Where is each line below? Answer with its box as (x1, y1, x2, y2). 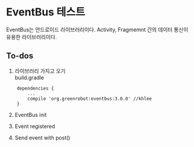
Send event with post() (14, 134, 70, 141)
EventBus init (14, 111, 47, 118)
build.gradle (14, 74, 44, 81)
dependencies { (17, 85, 54, 92)
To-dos (6, 51, 34, 61)
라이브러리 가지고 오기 (14, 67, 66, 74)
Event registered (14, 122, 55, 130)
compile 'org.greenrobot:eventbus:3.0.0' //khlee (27, 96, 152, 102)
